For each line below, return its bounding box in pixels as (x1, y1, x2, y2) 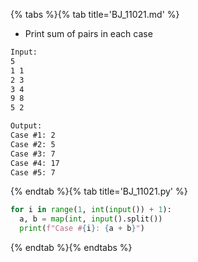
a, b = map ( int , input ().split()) (19, 214, 163, 224)
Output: (10, 121, 43, 131)
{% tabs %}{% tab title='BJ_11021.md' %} (10, 9, 180, 20)
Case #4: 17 (10, 158, 60, 168)
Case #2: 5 (10, 139, 56, 149)
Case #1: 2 (10, 130, 56, 140)
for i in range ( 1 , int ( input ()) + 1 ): (10, 205, 172, 215)
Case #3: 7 (10, 149, 56, 159)
